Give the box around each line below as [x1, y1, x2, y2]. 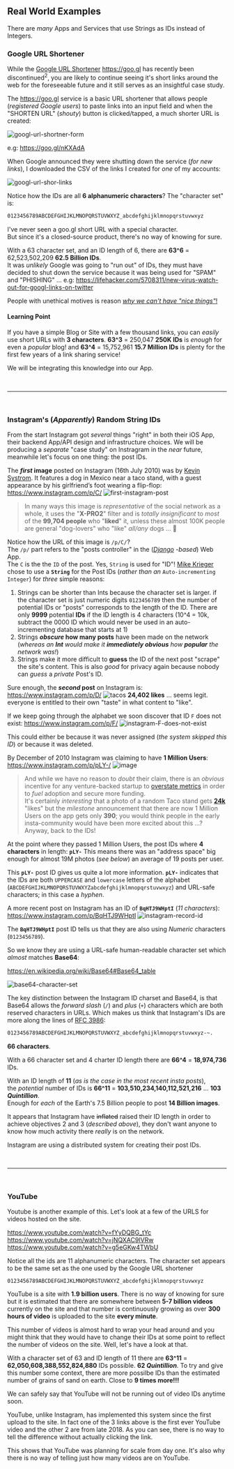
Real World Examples [7, 6, 101, 17]
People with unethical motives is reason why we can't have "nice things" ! [7, 296, 218, 305]
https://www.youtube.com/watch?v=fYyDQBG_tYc [7, 1228, 152, 1237]
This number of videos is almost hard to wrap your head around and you [7, 1325, 214, 1334]
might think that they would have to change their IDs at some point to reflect [7, 1333, 226, 1341]
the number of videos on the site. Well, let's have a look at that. [7, 1341, 188, 1349]
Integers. [7, 31, 33, 40]
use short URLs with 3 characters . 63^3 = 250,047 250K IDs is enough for [7, 335, 223, 344]
